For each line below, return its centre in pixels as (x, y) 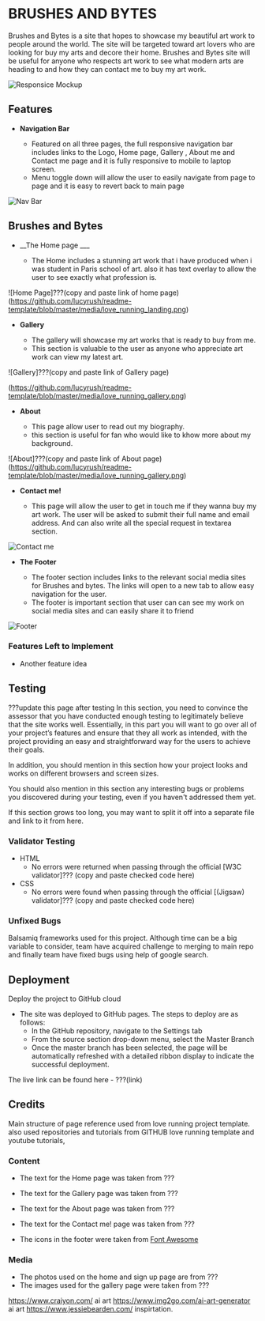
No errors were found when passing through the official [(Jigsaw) (138, 892)
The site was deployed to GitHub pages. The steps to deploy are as (129, 1014)
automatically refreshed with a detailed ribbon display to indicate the (143, 1056)
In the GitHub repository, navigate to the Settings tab (117, 1031)
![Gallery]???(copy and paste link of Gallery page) (89, 372)
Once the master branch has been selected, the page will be (129, 1047)
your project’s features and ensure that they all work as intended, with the (128, 733)
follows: (32, 1023)
